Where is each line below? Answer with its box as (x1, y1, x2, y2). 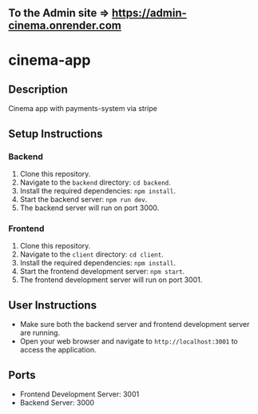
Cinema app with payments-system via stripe (8, 104, 157, 113)
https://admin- (111, 6, 188, 20)
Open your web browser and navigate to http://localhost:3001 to (19, 336, 238, 346)
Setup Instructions (8, 127, 103, 141)
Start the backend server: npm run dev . (19, 195, 148, 205)
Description (8, 82, 68, 96)
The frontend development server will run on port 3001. (19, 275, 203, 285)
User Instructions (8, 298, 97, 312)
